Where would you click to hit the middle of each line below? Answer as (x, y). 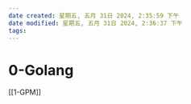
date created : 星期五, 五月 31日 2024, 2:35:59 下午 (94, 16)
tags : (17, 30)
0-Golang (41, 70)
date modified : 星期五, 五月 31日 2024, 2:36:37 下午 (95, 23)
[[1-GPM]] (25, 92)
